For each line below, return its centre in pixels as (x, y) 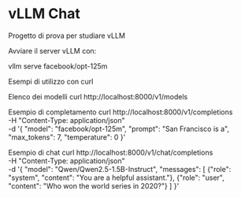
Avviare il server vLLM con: (52, 50)
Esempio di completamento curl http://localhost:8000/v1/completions (120, 112)
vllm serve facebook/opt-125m (58, 66)
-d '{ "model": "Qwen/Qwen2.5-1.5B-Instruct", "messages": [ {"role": (120, 169)
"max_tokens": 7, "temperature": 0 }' (67, 137)
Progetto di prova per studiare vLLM (67, 35)
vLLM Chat (44, 14)
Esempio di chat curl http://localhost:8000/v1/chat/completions (111, 152)
